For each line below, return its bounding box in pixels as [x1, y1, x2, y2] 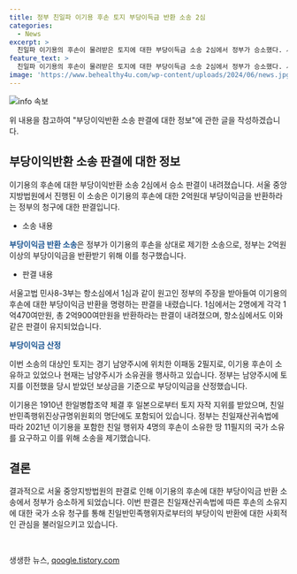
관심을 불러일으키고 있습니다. [18, 519, 118, 530]
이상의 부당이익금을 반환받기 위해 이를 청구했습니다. [9, 249, 187, 261]
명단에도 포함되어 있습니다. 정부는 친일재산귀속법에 [103, 410, 279, 421]
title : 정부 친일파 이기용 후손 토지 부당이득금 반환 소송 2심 [9, 12, 206, 22]
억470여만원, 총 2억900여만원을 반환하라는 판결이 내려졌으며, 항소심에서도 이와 [9, 310, 284, 320]
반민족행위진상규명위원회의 [9, 410, 103, 421]
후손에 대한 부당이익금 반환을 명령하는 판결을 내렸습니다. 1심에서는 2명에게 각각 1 [9, 298, 287, 310]
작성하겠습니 [237, 114, 281, 125]
